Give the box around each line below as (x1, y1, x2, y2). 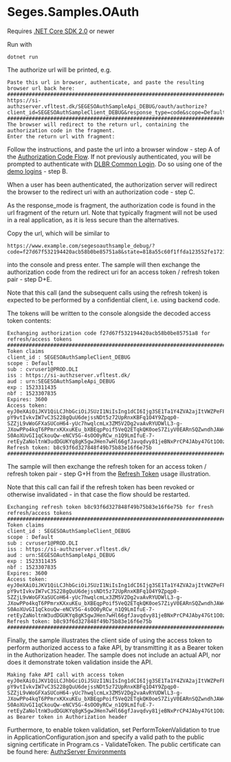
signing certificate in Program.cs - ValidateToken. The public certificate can (7, 740, 221, 748)
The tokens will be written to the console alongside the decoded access (7, 309, 211, 317)
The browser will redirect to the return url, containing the (7, 121, 189, 128)
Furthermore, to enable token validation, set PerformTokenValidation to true (7, 726, 220, 734)
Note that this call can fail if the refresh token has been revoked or (7, 483, 195, 491)
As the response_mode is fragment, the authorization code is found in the (7, 201, 216, 209)
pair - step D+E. (7, 275, 52, 283)
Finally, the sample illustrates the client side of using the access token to (7, 636, 212, 644)
